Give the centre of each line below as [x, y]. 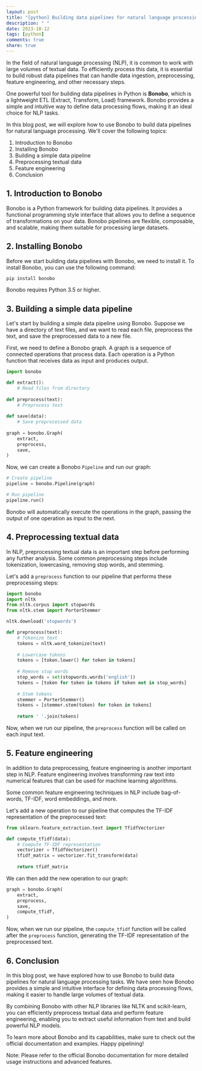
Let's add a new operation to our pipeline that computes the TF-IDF [90, 810]
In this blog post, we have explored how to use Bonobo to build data [90, 975]
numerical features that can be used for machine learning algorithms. [92, 780]
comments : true [25, 40]
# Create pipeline [29, 478]
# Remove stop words [43, 672]
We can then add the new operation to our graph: [67, 878]
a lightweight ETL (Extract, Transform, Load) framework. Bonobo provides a [100, 100]
